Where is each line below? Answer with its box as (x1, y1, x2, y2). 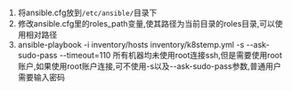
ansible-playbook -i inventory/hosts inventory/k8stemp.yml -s (17, 39, 245, 49)
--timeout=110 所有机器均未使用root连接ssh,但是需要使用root (59, 49, 283, 60)
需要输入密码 (17, 72, 65, 82)
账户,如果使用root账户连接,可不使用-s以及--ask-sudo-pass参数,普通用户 (17, 60, 282, 72)
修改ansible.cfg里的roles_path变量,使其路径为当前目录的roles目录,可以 (17, 18, 276, 28)
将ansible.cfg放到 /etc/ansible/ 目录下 (17, 7, 158, 18)
